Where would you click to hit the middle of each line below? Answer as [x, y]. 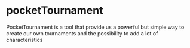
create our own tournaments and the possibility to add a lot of [82, 33]
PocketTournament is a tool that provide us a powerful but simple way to [95, 27]
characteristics [24, 40]
